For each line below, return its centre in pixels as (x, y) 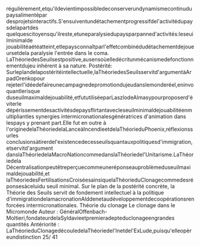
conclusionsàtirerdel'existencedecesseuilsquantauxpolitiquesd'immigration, (99, 142)
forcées (16, 205)
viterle (14, 104)
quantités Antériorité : (33, 224)
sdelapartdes (22, 27)
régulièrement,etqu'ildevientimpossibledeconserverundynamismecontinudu (99, 9)
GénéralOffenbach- (83, 212)
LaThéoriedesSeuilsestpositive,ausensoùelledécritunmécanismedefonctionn (100, 59)
